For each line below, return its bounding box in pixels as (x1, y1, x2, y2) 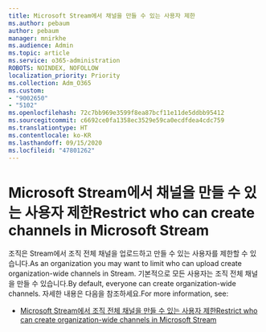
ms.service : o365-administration (8, 57, 121, 65)
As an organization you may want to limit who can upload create (29, 259, 243, 268)
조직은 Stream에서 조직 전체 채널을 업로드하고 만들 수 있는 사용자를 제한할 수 (8, 248, 248, 258)
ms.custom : (8, 86, 45, 95)
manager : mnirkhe (8, 34, 67, 43)
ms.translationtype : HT (8, 124, 88, 132)
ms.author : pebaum (8, 19, 70, 27)
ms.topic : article (8, 49, 70, 57)
